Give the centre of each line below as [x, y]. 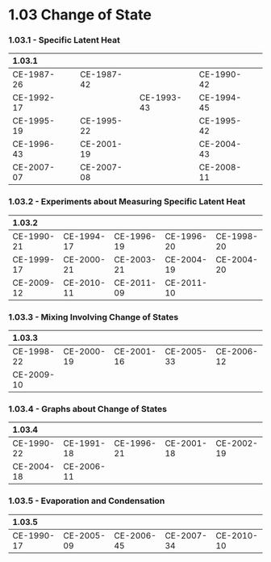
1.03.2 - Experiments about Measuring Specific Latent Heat [127, 202]
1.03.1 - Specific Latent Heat [65, 40]
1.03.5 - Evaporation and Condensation [87, 501]
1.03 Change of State [80, 15]
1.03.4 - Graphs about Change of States [88, 409]
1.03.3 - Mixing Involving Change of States [94, 317]
